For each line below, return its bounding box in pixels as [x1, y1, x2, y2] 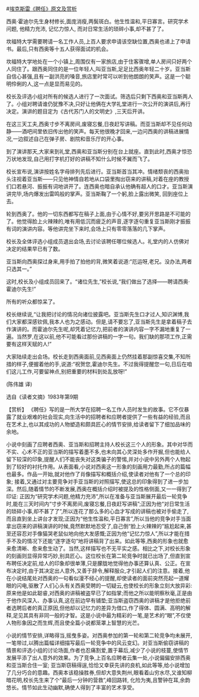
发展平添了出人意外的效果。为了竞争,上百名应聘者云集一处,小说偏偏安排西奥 [6, 654, 191, 661]
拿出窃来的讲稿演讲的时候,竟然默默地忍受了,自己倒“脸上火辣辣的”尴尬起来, [6, 523, 187, 529]
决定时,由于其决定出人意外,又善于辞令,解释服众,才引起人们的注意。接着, [11, 567, 185, 574]
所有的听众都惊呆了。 [6, 298, 58, 305]
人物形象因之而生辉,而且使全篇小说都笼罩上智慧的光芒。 [6, 619, 143, 626]
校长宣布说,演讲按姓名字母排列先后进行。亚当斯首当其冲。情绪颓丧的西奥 [6, 168, 185, 175]
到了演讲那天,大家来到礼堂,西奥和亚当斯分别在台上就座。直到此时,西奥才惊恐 [6, 148, 192, 155]
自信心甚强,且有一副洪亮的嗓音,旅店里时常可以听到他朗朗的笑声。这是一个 [6, 73, 186, 80]
